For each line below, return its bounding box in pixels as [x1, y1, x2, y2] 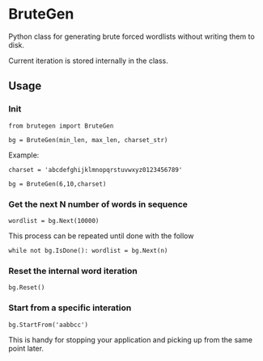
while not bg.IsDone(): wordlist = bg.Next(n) [8, 246, 168, 254]
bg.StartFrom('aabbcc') [8, 321, 89, 329]
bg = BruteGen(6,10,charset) [8, 179, 107, 188]
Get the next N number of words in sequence [8, 199, 189, 210]
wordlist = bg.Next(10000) [8, 216, 100, 225]
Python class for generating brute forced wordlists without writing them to [8, 31, 255, 41]
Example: [8, 150, 40, 160]
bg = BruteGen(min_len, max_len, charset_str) [8, 136, 168, 144]
